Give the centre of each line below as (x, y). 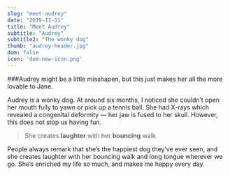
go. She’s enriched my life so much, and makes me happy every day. (106, 164)
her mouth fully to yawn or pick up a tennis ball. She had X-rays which (108, 107)
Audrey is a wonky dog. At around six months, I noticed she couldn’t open (114, 100)
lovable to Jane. (30, 86)
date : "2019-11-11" (36, 20)
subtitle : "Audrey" (36, 33)
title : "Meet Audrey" (39, 26)
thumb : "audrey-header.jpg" (48, 46)
